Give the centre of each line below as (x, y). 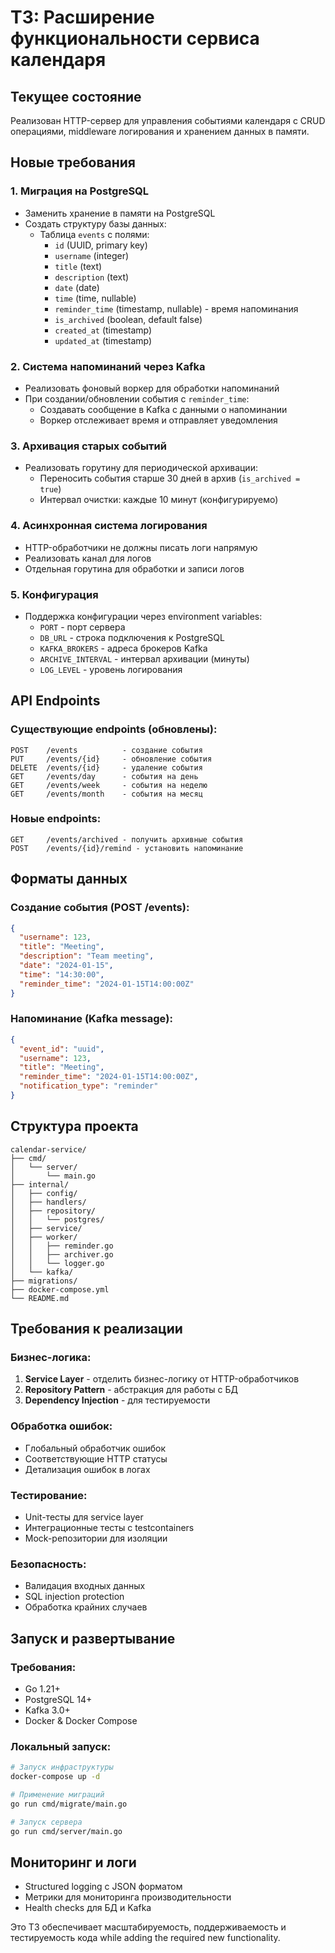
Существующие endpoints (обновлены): (114, 729)
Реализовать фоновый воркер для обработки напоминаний (152, 388)
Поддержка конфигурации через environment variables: (143, 616)
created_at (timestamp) (103, 330)
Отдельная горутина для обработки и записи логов (134, 568)
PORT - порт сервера (82, 627)
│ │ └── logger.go (57, 1263)
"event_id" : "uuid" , (62, 1049)
